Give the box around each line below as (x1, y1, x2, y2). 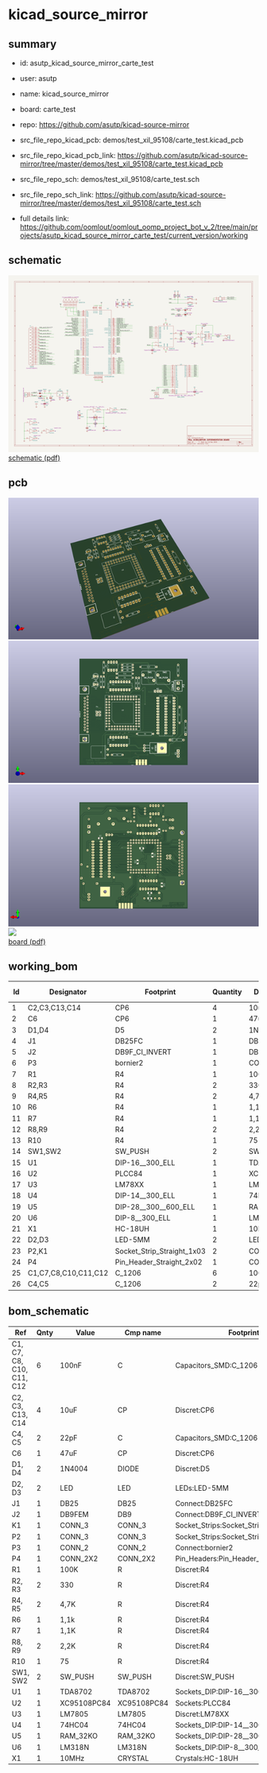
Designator (48, 987, 87, 997)
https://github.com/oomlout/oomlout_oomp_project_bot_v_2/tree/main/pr (19, 223, 258, 231)
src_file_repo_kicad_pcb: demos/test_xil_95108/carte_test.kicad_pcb (19, 135, 244, 145)
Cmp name (124, 1328, 161, 1337)
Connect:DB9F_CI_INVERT (175, 1510, 262, 1519)
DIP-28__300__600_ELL (114, 1202, 195, 1211)
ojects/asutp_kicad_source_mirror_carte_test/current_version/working (19, 230, 249, 240)
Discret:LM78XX (175, 1709, 230, 1718)
